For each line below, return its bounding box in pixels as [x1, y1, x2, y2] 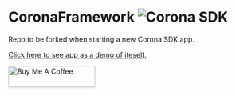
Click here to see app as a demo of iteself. [8, 50, 147, 59]
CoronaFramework [8, 8, 136, 26]
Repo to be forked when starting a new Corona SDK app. [8, 34, 195, 44]
